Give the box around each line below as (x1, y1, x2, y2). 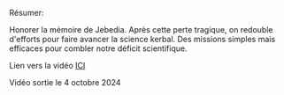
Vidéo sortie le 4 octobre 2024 (9, 77, 121, 87)
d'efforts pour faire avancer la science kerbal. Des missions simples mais (9, 34, 276, 44)
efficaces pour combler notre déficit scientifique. (9, 43, 188, 54)
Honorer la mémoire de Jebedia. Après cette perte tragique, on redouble (9, 25, 273, 34)
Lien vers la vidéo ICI (9, 61, 86, 70)
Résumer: (9, 8, 44, 18)
